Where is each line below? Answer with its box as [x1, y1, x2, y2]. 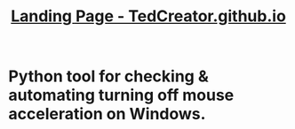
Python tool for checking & [8, 66, 210, 87]
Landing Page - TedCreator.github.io [11, 6, 286, 27]
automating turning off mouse [8, 86, 235, 105]
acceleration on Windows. [8, 104, 206, 125]
